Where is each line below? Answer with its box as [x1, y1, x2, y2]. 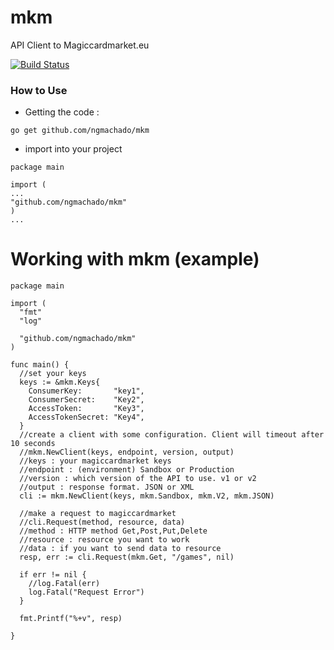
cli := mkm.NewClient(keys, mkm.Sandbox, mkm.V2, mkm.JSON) [19, 491, 275, 501]
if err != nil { [19, 570, 87, 580]
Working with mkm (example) [10, 248, 260, 271]
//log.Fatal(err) [28, 579, 101, 589]
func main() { [10, 360, 70, 370]
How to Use [10, 83, 68, 97]
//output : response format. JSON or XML [19, 482, 195, 493]
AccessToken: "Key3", [28, 404, 145, 414]
